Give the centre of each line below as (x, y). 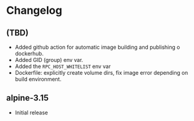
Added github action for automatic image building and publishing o (97, 47)
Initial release (31, 113)
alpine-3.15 (28, 98)
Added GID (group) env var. (49, 60)
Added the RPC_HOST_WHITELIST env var (63, 66)
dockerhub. (29, 54)
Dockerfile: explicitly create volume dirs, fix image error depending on (101, 73)
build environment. (38, 79)
